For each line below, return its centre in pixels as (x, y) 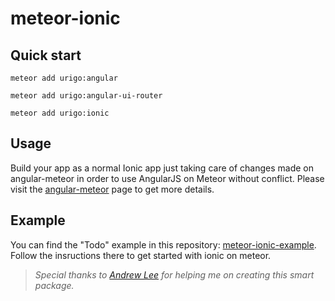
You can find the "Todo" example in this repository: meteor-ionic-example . (163, 244)
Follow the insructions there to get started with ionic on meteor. (141, 255)
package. (54, 285)
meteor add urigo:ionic (60, 113)
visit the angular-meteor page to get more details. (112, 189)
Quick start (46, 55)
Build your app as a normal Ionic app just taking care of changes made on (162, 168)
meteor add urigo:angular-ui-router (86, 96)
